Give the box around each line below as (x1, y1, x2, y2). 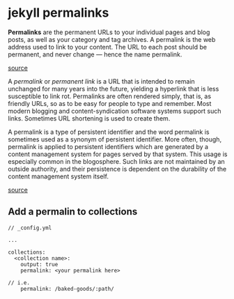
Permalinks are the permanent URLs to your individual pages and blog (8, 28, 210, 36)
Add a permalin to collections (8, 206, 138, 217)
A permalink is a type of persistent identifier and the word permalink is (8, 128, 210, 136)
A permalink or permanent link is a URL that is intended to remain (8, 77, 196, 85)
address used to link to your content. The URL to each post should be (8, 43, 208, 51)
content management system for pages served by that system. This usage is (8, 150, 228, 158)
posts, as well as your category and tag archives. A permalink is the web (8, 35, 216, 43)
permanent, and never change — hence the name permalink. (8, 50, 182, 59)
